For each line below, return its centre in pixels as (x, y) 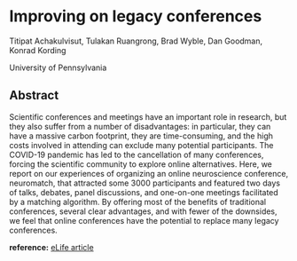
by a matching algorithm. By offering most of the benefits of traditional (138, 202)
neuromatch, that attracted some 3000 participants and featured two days (145, 183)
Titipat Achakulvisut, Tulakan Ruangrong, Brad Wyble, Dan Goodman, (136, 41)
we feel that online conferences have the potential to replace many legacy (144, 220)
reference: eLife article (52, 247)
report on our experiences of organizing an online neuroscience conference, (149, 173)
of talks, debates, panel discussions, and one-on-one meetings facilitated (144, 192)
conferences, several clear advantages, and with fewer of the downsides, (143, 211)
